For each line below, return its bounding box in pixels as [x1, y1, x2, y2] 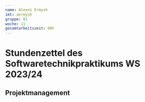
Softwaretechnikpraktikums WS [5, 58, 141, 69]
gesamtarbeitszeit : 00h [5, 26, 55, 31]
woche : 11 [5, 21, 26, 26]
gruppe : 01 [5, 16, 28, 21]
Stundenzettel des [5, 47, 83, 59]
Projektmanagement [5, 88, 70, 97]
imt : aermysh [5, 12, 32, 17]
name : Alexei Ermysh [5, 7, 48, 12]
